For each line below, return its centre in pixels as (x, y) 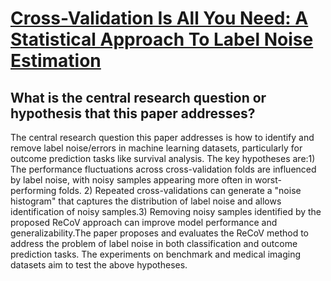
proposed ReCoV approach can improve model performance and (144, 222)
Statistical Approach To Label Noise (162, 39)
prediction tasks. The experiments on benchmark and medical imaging (155, 254)
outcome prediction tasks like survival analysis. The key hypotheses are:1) (163, 158)
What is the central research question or (138, 97)
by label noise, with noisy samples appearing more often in (131, 180)
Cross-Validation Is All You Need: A (159, 18)
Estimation (56, 61)
